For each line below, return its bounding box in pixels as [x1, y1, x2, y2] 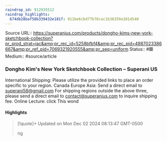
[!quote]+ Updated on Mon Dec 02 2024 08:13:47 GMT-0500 [17, 120, 143, 127]
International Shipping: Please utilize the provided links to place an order [5, 77, 154, 83]
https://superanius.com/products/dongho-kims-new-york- [33, 30, 153, 36]
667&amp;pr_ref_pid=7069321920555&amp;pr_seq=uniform [5, 46, 129, 52]
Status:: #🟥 [129, 46, 154, 52]
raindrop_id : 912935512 [5, 7, 55, 12]
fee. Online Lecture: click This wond [5, 98, 79, 104]
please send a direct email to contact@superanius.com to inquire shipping [5, 93, 158, 99]
